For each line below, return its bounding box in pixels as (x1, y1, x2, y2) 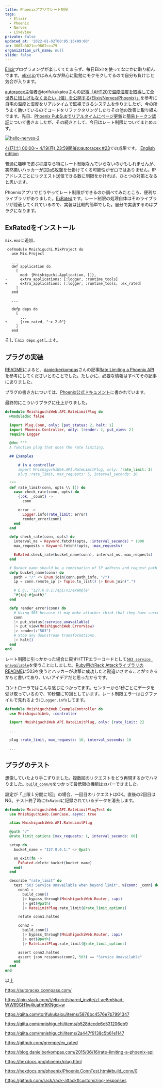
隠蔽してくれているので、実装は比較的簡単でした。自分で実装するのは (13, 202, 154, 208)
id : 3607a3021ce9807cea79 (5, 43, 57, 48)
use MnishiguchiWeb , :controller (9, 711, 77, 716)
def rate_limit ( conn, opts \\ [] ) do (9, 485, 86, 490)
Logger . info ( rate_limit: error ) (22, 512, 88, 517)
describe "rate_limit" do (9, 878, 62, 883)
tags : (5, 12, 16, 17)
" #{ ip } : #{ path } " (14, 593, 47, 598)
